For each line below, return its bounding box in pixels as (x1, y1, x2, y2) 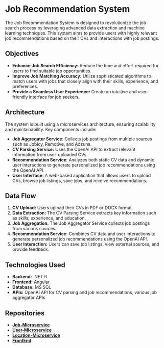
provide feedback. (12, 246, 49, 252)
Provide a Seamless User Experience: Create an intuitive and (12, 88, 137, 94)
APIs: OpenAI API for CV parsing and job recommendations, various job (12, 290, 157, 295)
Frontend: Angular (12, 279, 50, 285)
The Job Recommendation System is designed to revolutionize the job (5, 20, 146, 26)
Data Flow (5, 191, 36, 200)
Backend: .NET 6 (12, 274, 47, 280)
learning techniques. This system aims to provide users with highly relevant (5, 30, 158, 36)
